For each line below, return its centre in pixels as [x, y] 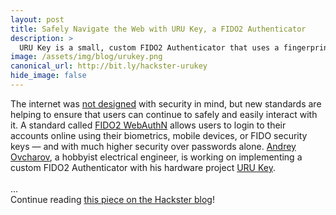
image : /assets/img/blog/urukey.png [86, 57]
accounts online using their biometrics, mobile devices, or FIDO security [159, 135]
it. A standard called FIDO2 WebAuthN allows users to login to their [148, 125]
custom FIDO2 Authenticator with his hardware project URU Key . [143, 167]
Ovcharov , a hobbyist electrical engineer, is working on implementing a [156, 157]
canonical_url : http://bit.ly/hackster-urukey [109, 66]
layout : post [37, 19]
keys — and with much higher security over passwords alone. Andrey [153, 146]
